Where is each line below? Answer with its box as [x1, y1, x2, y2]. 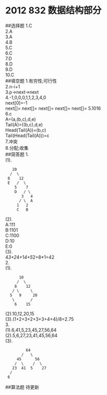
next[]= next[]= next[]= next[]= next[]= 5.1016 [5, 105, 101, 111]
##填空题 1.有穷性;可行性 [5, 78, 57, 84]
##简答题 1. [5, 151, 29, 157]
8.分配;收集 [5, 145, 29, 151]
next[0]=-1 [5, 100, 28, 106]
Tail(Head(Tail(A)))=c [5, 132, 50, 138]
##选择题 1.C [5, 22, 32, 29]
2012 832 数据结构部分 [5, 5, 102, 16]
